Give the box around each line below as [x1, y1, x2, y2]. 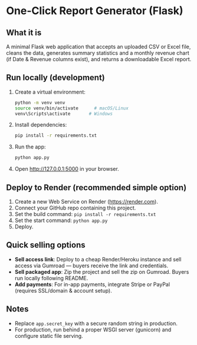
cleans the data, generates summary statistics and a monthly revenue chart [6, 49, 190, 57]
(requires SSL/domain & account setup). [14, 287, 112, 294]
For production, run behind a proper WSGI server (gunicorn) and [14, 326, 172, 333]
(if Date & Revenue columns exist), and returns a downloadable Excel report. [6, 56, 192, 62]
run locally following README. [14, 274, 88, 281]
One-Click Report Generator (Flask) [6, 4, 183, 18]
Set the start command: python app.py [14, 217, 108, 224]
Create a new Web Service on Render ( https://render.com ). [14, 198, 158, 205]
